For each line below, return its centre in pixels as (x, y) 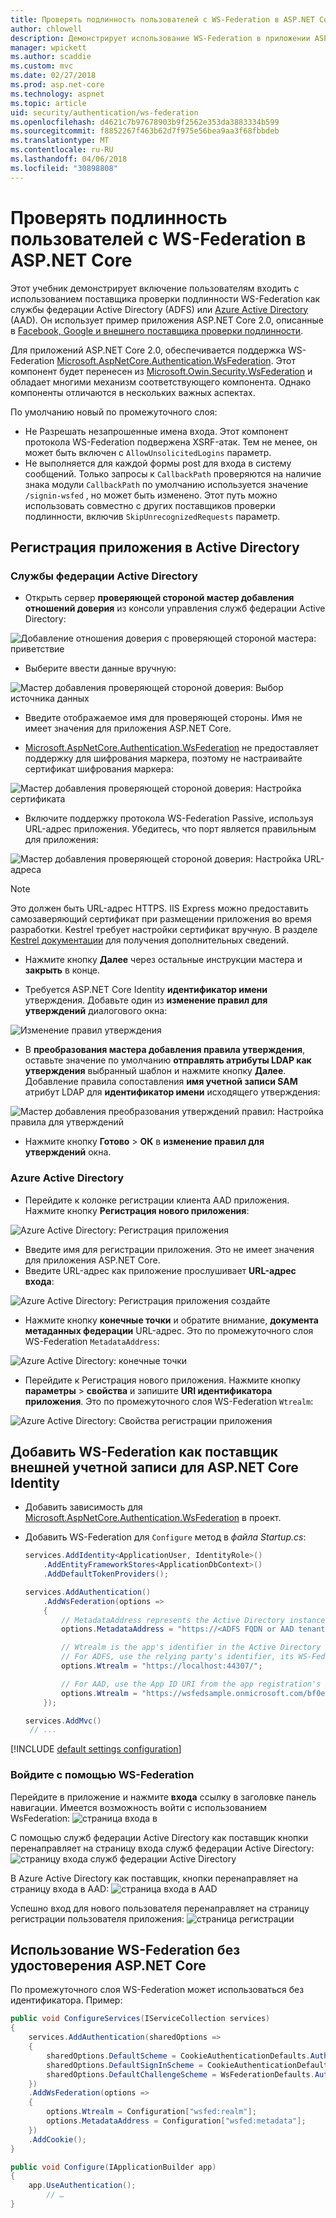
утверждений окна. (68, 1152)
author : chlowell (46, 29)
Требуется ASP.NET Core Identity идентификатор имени (146, 990)
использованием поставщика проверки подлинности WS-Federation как (165, 298)
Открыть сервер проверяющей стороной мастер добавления (159, 598)
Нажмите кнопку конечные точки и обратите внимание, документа (171, 1320)
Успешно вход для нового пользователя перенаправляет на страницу (160, 1908)
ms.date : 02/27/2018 (53, 76)
